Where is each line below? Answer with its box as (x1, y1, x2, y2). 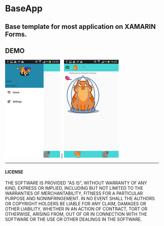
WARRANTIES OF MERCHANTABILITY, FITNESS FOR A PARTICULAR (5, 190, 143, 196)
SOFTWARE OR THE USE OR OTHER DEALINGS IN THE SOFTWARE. (5, 216, 142, 222)
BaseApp (5, 3, 43, 14)
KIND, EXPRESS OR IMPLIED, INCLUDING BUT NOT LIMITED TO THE (5, 185, 143, 191)
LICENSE (5, 169, 23, 175)
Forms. (5, 30, 27, 38)
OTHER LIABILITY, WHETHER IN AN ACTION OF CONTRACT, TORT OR (5, 206, 147, 212)
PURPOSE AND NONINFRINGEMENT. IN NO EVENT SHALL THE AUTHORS (5, 195, 155, 201)
